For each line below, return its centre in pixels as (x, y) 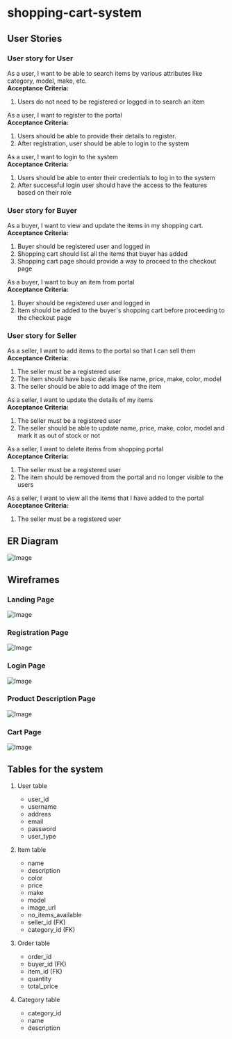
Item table (32, 849)
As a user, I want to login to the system (63, 156)
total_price (43, 986)
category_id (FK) (51, 929)
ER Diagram (33, 541)
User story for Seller (42, 336)
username (42, 806)
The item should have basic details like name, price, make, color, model (119, 379)
